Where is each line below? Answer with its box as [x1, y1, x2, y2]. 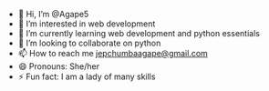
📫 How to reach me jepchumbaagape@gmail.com [17, 48, 208, 58]
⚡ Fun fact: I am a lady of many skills [17, 71, 156, 82]
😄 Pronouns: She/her [17, 61, 100, 72]
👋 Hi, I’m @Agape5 [17, 9, 89, 19]
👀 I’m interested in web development [17, 18, 156, 29]
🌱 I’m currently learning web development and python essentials [17, 28, 260, 38]
